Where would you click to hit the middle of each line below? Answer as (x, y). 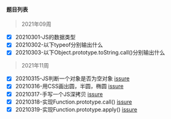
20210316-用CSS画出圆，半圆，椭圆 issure (69, 86)
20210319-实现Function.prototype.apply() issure (76, 109)
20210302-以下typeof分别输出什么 (59, 45)
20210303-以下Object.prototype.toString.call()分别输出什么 (90, 53)
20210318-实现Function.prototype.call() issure (74, 102)
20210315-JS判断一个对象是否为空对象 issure (72, 79)
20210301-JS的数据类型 (45, 37)
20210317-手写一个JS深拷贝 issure (59, 94)
